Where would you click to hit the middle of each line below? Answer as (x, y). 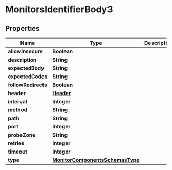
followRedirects (27, 85)
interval (17, 101)
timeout (17, 152)
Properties (23, 29)
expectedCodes (28, 77)
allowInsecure (26, 51)
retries (16, 143)
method (17, 110)
